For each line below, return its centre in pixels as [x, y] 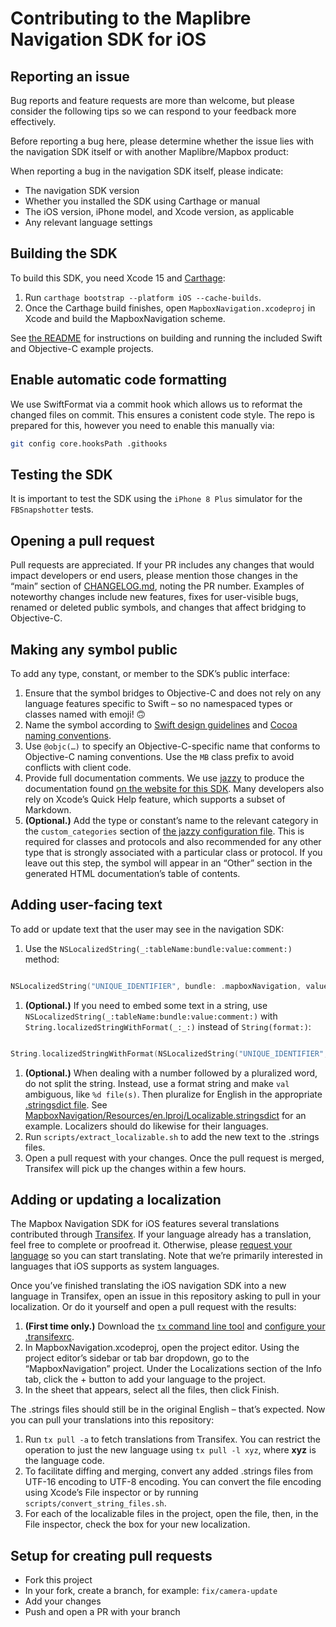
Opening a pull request [82, 540]
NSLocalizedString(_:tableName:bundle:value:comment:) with [151, 1016]
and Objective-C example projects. [82, 348]
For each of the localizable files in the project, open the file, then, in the [171, 1514]
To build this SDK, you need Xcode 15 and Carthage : [118, 278]
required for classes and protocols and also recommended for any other [173, 841]
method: [42, 959]
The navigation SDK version [82, 190]
